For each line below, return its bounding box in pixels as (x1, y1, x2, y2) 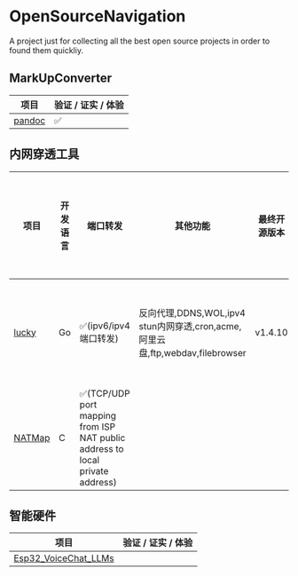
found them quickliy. (9, 44, 84, 55)
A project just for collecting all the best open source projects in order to (9, 36, 271, 46)
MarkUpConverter (9, 71, 113, 86)
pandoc (13, 114, 46, 126)
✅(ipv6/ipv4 (79, 320, 130, 332)
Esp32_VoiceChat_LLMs (13, 552, 114, 564)
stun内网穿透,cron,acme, (138, 320, 242, 332)
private (79, 464, 109, 477)
